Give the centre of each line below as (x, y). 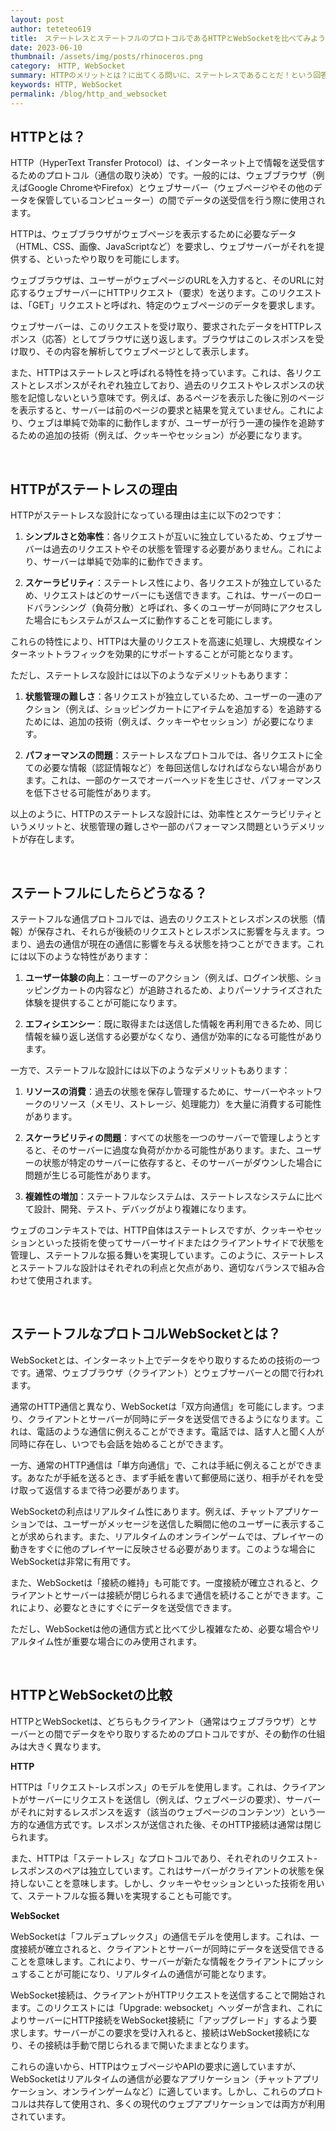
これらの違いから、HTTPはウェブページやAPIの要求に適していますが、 (156, 2066)
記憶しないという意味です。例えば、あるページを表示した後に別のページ (176, 398)
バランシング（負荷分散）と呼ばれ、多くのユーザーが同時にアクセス (173, 608)
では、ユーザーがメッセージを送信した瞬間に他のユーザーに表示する (176, 1523)
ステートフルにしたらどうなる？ (109, 892)
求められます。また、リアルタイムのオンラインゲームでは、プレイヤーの (176, 1536)
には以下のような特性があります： (80, 957)
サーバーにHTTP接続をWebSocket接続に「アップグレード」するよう (168, 2020)
